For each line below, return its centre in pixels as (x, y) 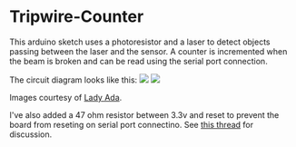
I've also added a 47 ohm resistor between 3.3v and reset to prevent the (144, 114)
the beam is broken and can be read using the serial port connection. (138, 61)
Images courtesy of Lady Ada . (66, 97)
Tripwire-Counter (77, 17)
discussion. (31, 134)
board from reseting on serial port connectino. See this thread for (132, 124)
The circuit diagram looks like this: (74, 80)
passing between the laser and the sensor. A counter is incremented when (148, 51)
